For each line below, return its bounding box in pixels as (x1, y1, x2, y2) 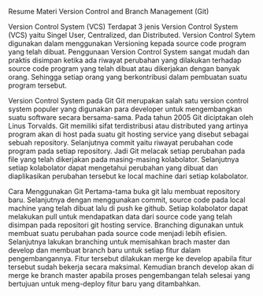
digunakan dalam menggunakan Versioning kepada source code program (8, 39, 246, 48)
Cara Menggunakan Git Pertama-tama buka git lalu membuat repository (8, 187, 240, 196)
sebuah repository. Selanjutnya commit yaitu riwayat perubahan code (8, 138, 234, 147)
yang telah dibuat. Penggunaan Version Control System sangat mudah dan (8, 47, 250, 56)
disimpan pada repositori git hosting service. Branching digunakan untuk (8, 220, 244, 230)
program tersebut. (8, 81, 67, 90)
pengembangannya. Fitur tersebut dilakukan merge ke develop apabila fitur (8, 254, 253, 263)
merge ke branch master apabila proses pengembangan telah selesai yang (8, 271, 250, 279)
